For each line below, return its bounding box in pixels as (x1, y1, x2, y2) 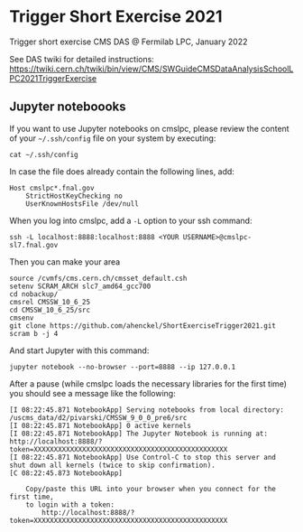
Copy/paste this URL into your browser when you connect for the (25, 484, 277, 493)
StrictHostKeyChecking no (25, 191, 124, 201)
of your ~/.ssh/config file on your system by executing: (9, 133, 216, 144)
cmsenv (9, 313, 34, 322)
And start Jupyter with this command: (9, 345, 150, 356)
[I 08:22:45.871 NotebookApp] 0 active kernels (9, 421, 192, 430)
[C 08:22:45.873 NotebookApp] (9, 468, 124, 478)
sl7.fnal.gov (9, 240, 59, 249)
